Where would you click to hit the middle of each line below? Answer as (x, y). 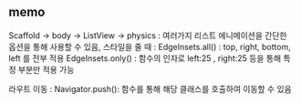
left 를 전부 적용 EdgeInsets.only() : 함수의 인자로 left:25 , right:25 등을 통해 (145, 58)
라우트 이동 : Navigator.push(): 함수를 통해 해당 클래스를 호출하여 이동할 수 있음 (150, 88)
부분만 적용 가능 (46, 69)
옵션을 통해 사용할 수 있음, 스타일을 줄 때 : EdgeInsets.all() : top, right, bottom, (150, 46)
